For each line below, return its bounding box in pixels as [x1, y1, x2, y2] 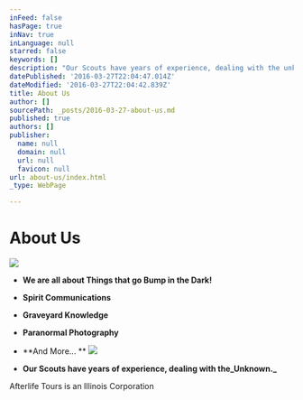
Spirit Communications [22, 293, 111, 303]
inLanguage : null [9, 38, 75, 48]
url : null [17, 155, 54, 165]
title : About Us [9, 88, 70, 98]
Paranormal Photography [22, 327, 119, 339]
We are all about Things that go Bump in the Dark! [22, 274, 213, 285]
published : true [9, 114, 70, 123]
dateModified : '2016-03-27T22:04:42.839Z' [9, 80, 171, 89]
